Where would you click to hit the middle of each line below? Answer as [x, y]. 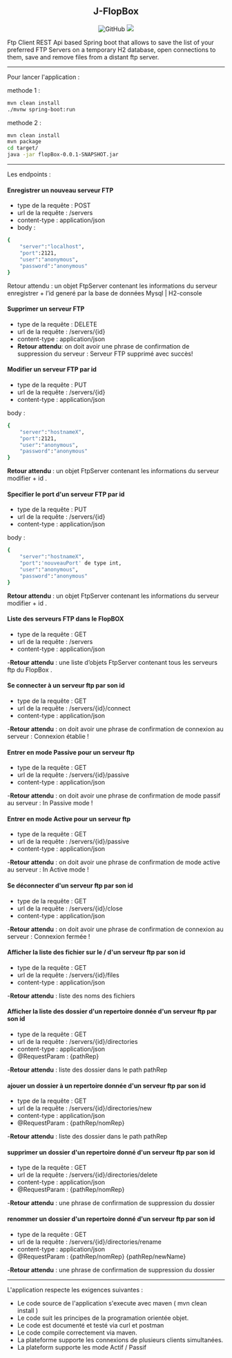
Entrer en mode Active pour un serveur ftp [69, 818]
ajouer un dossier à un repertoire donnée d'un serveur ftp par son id [106, 1085]
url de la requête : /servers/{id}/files [68, 975]
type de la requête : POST [54, 205]
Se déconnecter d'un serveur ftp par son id [70, 886]
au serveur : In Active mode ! [48, 870]
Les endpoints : [29, 174]
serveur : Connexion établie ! [48, 737]
